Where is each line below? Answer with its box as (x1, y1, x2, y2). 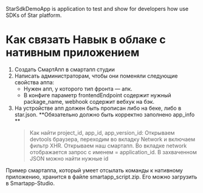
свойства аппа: (14, 78, 55, 86)
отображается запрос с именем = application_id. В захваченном (29, 148, 197, 155)
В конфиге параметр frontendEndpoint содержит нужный (23, 91, 171, 99)
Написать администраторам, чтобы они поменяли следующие (14, 72, 178, 80)
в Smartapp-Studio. (5, 179, 55, 187)
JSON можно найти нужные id (29, 155, 109, 162)
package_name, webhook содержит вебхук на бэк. (23, 98, 155, 105)
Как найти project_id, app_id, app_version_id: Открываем (29, 129, 175, 136)
